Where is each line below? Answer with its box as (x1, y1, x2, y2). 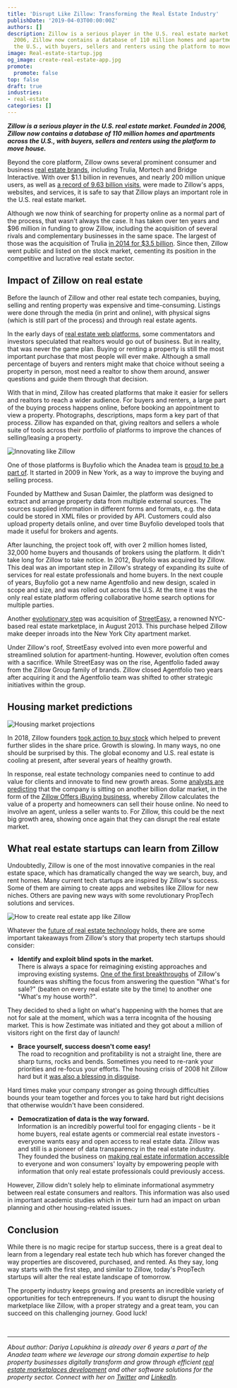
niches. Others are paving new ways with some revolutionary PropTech (7, 891, 214, 900)
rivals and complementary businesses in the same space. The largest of (7, 231, 217, 240)
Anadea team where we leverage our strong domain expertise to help (7, 1351, 209, 1359)
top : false (7, 76, 39, 83)
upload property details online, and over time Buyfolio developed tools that (7, 519, 224, 528)
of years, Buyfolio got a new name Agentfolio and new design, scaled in (7, 578, 216, 586)
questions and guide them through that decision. (7, 374, 149, 383)
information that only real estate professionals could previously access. (17, 1167, 225, 1176)
